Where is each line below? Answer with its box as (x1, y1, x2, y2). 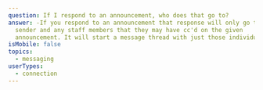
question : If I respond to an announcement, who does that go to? (8, 11, 229, 20)
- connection (15, 70, 58, 77)
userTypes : (8, 63, 44, 70)
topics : (8, 48, 34, 56)
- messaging (15, 56, 55, 63)
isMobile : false (8, 41, 61, 49)
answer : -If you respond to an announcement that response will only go (8, 19, 250, 27)
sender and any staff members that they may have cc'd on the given (15, 26, 243, 34)
